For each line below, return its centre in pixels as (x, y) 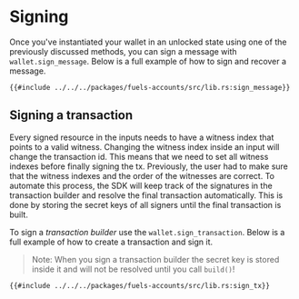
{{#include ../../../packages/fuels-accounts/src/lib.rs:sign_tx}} (140, 285)
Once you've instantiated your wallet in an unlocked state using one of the (148, 42)
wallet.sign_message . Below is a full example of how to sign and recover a (148, 61)
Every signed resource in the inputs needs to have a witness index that (142, 137)
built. (19, 214)
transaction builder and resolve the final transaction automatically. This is (146, 195)
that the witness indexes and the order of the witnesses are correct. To (142, 175)
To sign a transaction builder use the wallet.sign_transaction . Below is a (147, 232)
